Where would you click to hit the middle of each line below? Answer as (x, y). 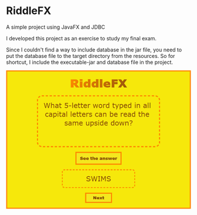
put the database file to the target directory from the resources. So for (91, 56)
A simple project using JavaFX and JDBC (56, 27)
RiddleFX (29, 11)
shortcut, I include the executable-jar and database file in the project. (90, 62)
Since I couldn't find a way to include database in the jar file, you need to (94, 50)
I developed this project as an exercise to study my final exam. (81, 38)
